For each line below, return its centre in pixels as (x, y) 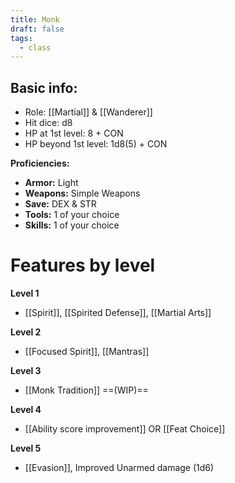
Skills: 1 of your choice (72, 225)
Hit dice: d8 (48, 123)
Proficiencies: (40, 163)
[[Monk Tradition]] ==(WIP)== (86, 390)
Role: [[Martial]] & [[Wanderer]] (88, 112)
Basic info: (44, 87)
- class (35, 47)
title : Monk (35, 19)
